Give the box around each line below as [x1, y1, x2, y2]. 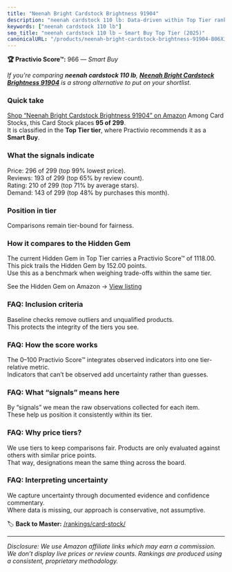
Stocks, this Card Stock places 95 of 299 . [7, 119, 126, 127]
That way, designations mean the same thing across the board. [7, 458, 186, 466]
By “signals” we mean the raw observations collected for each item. [7, 403, 200, 412]
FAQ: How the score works [7, 340, 98, 350]
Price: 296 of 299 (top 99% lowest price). [7, 166, 126, 175]
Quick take [7, 96, 44, 106]
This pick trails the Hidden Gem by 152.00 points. [7, 262, 147, 270]
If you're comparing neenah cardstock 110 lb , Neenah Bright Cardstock [7, 71, 215, 79]
